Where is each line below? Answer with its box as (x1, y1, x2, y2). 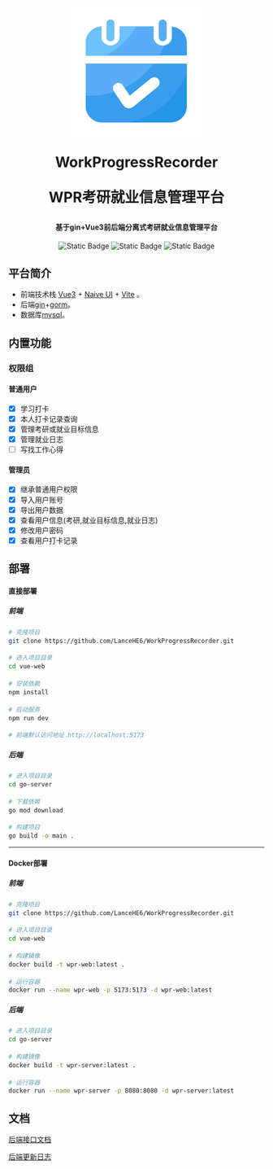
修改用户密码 (19, 525, 63, 535)
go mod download (8, 806, 63, 814)
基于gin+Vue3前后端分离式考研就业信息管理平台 (55, 222, 218, 232)
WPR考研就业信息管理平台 (48, 188, 225, 206)
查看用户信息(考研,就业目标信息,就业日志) (19, 515, 158, 525)
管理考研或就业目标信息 (19, 424, 99, 434)
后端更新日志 (8, 1152, 51, 1162)
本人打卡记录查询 (19, 414, 78, 423)
